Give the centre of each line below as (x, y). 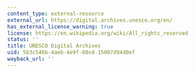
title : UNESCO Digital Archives (54, 46)
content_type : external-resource (56, 14)
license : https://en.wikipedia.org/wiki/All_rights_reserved (98, 33)
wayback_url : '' (31, 59)
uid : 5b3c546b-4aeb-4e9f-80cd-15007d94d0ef (71, 53)
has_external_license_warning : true (60, 26)
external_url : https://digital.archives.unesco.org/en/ (90, 20)
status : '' (23, 40)
